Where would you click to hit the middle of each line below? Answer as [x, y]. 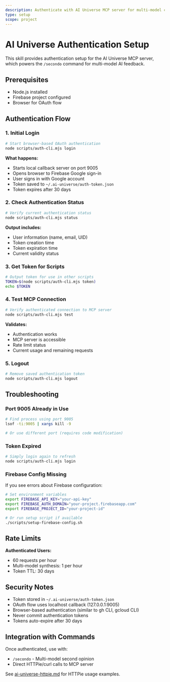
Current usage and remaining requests [53, 350]
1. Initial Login [22, 133]
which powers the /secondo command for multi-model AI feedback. [75, 64]
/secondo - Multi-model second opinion [53, 659]
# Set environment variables [36, 495]
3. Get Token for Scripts [35, 267]
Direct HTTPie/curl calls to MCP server [53, 664]
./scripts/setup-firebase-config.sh [44, 522]
